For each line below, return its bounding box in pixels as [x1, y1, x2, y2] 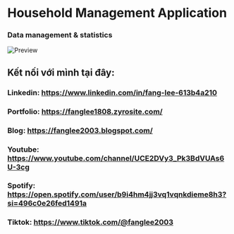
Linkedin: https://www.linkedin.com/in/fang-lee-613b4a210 [7, 87, 217, 97]
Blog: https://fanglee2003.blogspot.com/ [7, 125, 153, 135]
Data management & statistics [7, 30, 113, 40]
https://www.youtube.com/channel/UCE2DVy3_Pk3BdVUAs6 [7, 153, 225, 163]
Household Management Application [7, 5, 228, 21]
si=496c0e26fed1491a [7, 199, 87, 209]
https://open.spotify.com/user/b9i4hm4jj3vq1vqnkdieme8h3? [7, 190, 227, 199]
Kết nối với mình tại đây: [7, 66, 115, 78]
